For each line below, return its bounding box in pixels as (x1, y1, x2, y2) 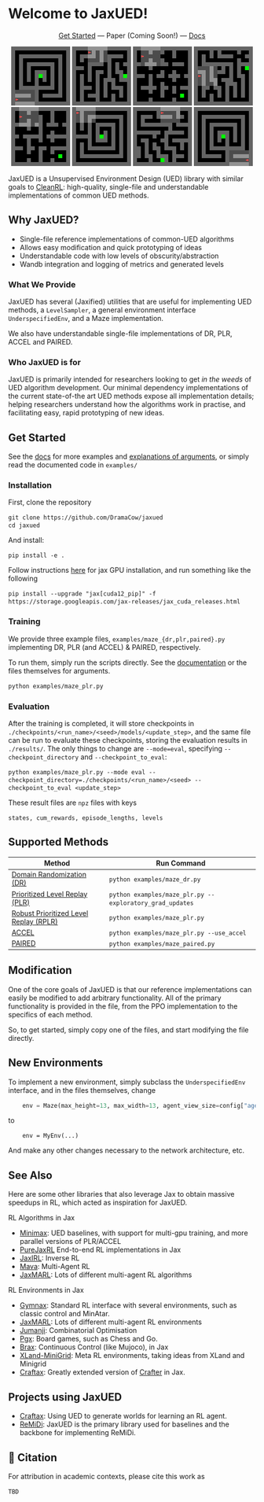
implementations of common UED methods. (8, 190, 149, 200)
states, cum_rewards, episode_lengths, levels (8, 814, 163, 822)
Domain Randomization (11, 870, 86, 880)
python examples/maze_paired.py (108, 940, 215, 948)
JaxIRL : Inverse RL (19, 1253, 80, 1263)
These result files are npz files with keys (8, 798, 137, 807)
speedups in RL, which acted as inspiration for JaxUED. (8, 1198, 187, 1208)
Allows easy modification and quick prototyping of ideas (19, 242, 203, 252)
